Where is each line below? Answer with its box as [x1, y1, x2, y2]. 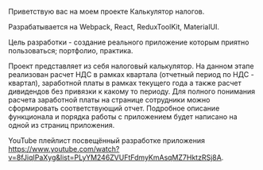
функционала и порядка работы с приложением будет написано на [8, 112, 238, 122]
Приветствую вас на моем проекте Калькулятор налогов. [8, 7, 205, 16]
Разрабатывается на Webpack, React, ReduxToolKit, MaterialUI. [8, 22, 220, 31]
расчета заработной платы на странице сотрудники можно [8, 95, 211, 104]
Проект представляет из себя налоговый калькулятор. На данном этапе [8, 61, 254, 71]
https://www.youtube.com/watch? [8, 145, 120, 153]
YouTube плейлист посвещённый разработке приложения [8, 136, 205, 145]
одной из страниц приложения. [8, 121, 115, 129]
